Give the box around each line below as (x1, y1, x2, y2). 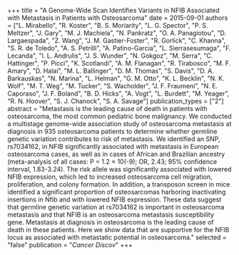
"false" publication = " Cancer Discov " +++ (7, 241, 133, 249)
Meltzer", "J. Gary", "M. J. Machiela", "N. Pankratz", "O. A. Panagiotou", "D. (7, 28, 227, 37)
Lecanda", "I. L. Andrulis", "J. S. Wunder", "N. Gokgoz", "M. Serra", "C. (7, 51, 213, 60)
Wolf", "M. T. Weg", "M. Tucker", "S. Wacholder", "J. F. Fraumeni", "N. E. (7, 82, 218, 90)
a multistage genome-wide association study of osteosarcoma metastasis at (7, 120, 232, 127)
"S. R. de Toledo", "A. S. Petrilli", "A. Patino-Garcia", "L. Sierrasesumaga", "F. (7, 44, 231, 52)
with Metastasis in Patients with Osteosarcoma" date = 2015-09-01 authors (7, 14, 228, 22)
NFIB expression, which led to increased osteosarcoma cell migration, (7, 172, 213, 181)
